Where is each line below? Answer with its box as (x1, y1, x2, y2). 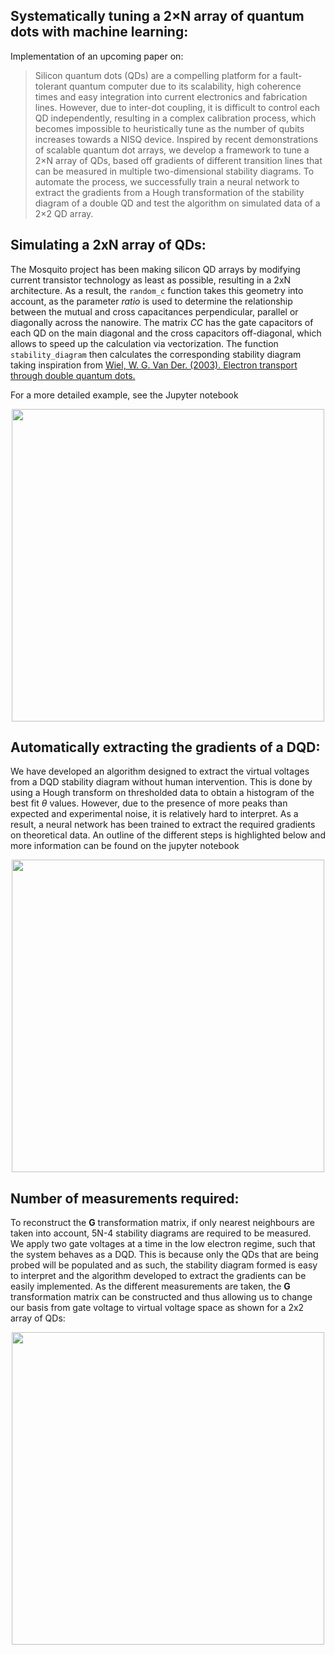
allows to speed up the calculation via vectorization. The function (10, 337, 279, 349)
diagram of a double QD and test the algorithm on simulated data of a (34, 197, 321, 209)
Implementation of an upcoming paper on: (10, 50, 184, 62)
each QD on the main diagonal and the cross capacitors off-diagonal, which (10, 327, 322, 339)
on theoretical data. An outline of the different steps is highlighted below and (10, 829, 326, 841)
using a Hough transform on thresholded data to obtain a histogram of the (10, 787, 315, 799)
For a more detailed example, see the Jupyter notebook (10, 389, 239, 401)
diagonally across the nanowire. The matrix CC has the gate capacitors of (10, 316, 314, 328)
